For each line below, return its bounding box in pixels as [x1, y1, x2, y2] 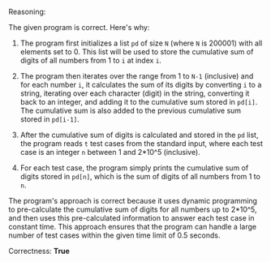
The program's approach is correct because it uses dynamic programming [8, 196, 258, 205]
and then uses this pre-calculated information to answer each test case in [8, 213, 255, 222]
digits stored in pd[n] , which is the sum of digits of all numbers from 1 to [19, 172, 261, 181]
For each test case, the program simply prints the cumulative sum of [19, 163, 249, 173]
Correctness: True [8, 247, 71, 256]
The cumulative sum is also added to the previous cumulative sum [19, 105, 242, 115]
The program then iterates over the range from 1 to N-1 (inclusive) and [19, 71, 254, 80]
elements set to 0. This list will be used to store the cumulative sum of [19, 47, 254, 56]
